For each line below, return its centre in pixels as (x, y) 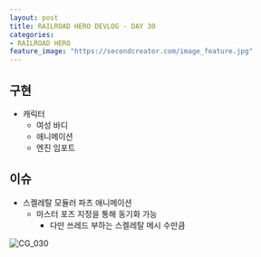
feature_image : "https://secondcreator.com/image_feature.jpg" (131, 52)
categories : (32, 34)
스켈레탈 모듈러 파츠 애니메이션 (77, 202)
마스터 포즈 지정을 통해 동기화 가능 (97, 214)
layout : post (34, 18)
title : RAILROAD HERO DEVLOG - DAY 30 (82, 26)
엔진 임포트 (55, 148)
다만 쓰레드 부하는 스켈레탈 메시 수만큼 (117, 225)
